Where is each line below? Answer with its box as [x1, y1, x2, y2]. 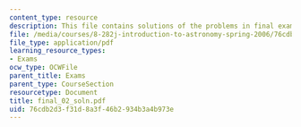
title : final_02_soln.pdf [9, 96, 106, 106]
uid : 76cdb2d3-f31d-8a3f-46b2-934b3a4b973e [9, 105, 175, 114]
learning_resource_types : [9, 47, 106, 55]
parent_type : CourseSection [9, 80, 115, 89]
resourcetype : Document [9, 88, 99, 97]
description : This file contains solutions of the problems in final [9, 21, 275, 30]
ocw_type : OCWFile [9, 63, 78, 72]
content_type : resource [9, 13, 99, 22]
